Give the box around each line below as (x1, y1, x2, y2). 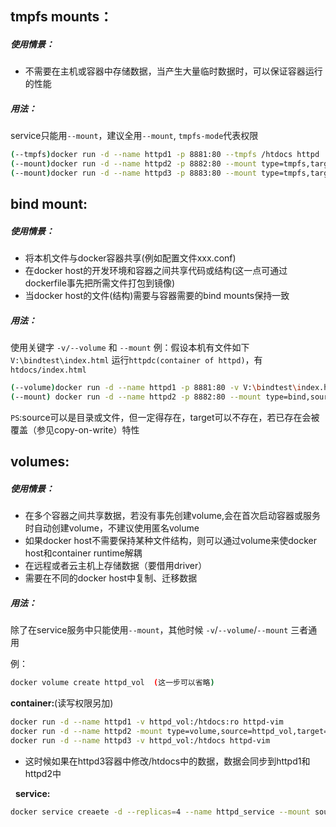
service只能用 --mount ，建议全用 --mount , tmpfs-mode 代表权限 (10, 130, 259, 142)
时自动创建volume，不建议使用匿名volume (24, 522, 200, 534)
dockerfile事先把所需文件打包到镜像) (24, 277, 176, 289)
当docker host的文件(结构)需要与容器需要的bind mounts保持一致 (24, 290, 290, 302)
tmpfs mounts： (10, 8, 113, 26)
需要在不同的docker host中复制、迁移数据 (24, 572, 198, 584)
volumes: (10, 453, 70, 471)
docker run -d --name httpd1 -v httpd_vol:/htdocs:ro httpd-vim (10, 717, 284, 727)
